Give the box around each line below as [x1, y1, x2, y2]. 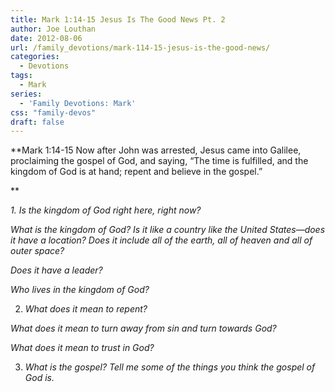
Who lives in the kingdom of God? [10, 284, 150, 296]
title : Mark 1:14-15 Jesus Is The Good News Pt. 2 [10, 14, 226, 25]
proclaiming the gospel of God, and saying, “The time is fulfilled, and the [10, 155, 309, 167]
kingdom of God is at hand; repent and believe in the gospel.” [10, 166, 263, 178]
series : [10, 89, 43, 99]
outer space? [10, 245, 65, 257]
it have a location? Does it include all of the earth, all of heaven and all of [10, 234, 313, 246]
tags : [10, 71, 33, 81]
